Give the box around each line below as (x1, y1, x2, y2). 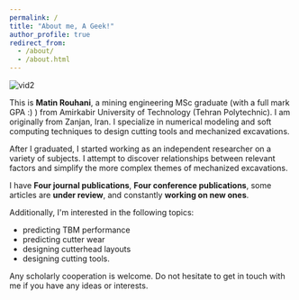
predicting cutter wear (22, 234, 105, 244)
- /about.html (17, 55, 70, 64)
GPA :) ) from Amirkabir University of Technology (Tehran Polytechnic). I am (9, 107, 291, 117)
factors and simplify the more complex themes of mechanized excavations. (9, 163, 288, 173)
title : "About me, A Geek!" (9, 22, 115, 31)
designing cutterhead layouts (22, 244, 131, 254)
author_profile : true (9, 30, 91, 39)
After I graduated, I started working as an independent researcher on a (9, 143, 272, 154)
